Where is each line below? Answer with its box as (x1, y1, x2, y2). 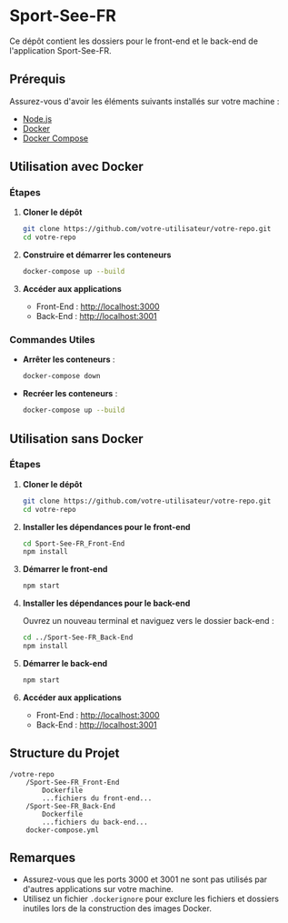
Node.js (22, 113, 53, 124)
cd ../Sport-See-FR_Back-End (22, 633, 134, 642)
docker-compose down (22, 372, 101, 381)
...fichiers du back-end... (42, 818, 148, 827)
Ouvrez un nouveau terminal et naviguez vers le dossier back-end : (22, 616, 274, 627)
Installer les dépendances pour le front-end (22, 521, 191, 532)
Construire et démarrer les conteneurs (22, 249, 172, 260)
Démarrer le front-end (22, 564, 108, 575)
